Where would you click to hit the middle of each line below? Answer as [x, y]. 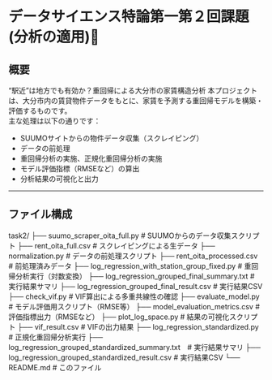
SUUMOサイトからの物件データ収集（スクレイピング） [112, 138]
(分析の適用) [49, 37]
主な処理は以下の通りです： [55, 121]
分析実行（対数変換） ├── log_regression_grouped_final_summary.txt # [135, 276]
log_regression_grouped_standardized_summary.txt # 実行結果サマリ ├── [135, 347]
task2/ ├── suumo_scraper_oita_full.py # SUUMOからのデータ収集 [120, 235]
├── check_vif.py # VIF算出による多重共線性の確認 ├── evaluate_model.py [134, 296]
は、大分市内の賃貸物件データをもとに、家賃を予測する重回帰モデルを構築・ [136, 101]
